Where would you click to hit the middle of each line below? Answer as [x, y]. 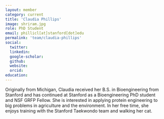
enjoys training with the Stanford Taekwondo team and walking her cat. [79, 110]
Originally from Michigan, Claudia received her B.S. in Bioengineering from [82, 89]
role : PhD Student [24, 29]
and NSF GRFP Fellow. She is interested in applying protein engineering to [81, 100]
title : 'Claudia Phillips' [33, 19]
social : [13, 43]
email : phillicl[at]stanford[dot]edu [45, 33]
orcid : [17, 71]
